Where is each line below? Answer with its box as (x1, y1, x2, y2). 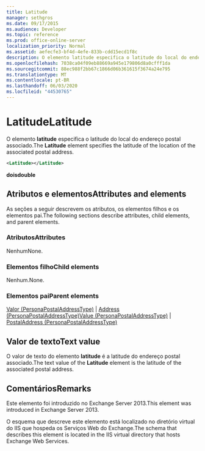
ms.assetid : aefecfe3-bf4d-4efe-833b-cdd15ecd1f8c (6, 49, 138, 55)
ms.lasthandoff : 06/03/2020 (6, 83, 78, 89)
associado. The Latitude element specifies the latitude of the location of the (6, 141, 196, 149)
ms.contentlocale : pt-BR (6, 77, 70, 83)
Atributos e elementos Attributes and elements (6, 189, 187, 199)
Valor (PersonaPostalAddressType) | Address (6, 305, 120, 313)
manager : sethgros (6, 15, 53, 21)
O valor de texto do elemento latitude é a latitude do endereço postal (6, 352, 181, 360)
